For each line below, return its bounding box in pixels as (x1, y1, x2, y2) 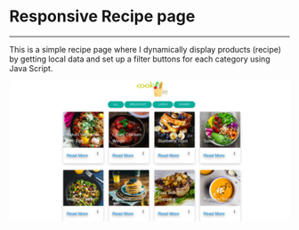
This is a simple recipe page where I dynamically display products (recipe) (9, 44, 282, 54)
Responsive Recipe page (9, 6, 196, 27)
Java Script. (9, 62, 53, 73)
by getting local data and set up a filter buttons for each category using (9, 53, 271, 64)
